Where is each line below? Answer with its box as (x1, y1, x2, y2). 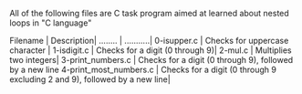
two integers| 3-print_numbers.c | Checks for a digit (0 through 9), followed (9, 55, 294, 65)
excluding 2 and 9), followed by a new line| (9, 74, 171, 85)
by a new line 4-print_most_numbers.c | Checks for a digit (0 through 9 (9, 64, 276, 75)
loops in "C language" (9, 17, 92, 28)
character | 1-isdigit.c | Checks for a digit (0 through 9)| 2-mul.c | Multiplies (9, 45, 292, 56)
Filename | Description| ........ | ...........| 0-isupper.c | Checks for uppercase (9, 36, 289, 46)
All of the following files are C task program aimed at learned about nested (9, 8, 289, 18)
